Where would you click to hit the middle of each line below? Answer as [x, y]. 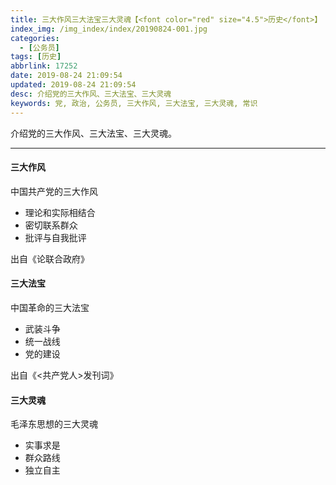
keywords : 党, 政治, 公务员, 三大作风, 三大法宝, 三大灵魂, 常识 [134, 103]
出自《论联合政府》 [50, 258]
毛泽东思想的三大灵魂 [54, 424]
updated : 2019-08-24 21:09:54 [73, 85]
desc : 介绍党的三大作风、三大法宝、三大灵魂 [91, 94]
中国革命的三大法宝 [50, 307]
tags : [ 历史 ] [36, 57]
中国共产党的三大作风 [54, 191]
